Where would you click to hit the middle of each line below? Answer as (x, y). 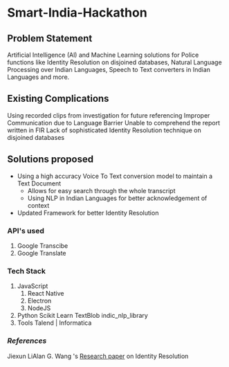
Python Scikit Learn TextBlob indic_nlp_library (83, 316)
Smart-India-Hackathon (77, 13)
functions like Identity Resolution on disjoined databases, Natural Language (115, 62)
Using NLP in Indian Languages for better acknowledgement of (117, 198)
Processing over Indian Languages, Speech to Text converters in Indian (109, 70)
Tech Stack (27, 271)
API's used (26, 231)
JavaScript (33, 286)
